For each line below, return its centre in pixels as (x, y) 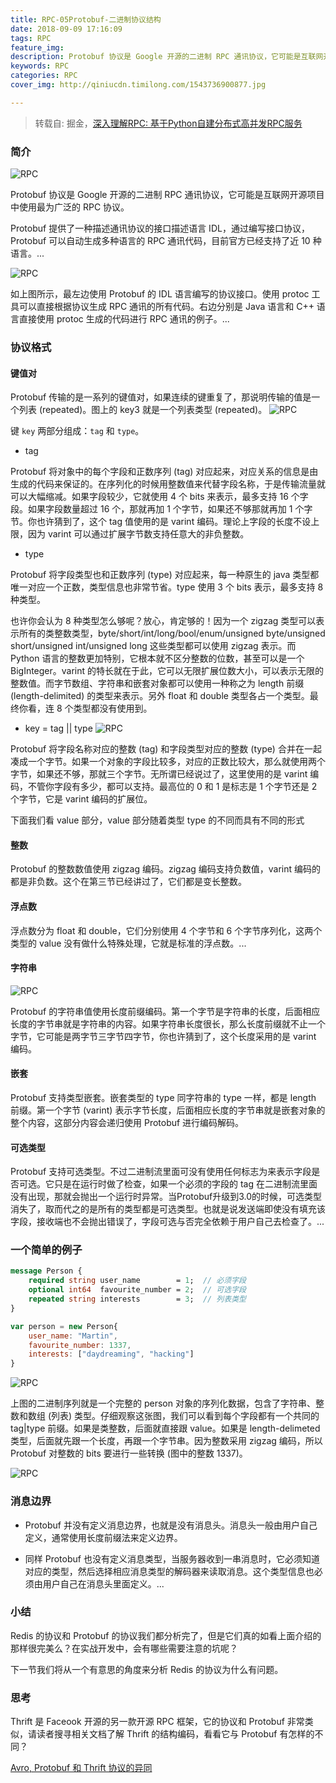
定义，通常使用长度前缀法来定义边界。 (103, 1537)
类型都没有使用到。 (113, 708)
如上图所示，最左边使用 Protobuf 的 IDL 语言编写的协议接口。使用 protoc (160, 294)
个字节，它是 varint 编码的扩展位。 (81, 799)
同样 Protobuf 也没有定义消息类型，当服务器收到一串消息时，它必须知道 (172, 1558)
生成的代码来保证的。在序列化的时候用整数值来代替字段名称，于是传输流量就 (168, 484)
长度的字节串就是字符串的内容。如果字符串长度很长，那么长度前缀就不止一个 (168, 1023)
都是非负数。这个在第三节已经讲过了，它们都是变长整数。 (128, 882)
